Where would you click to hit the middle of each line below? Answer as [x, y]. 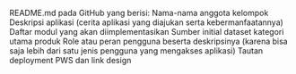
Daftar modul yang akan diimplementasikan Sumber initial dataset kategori [147, 32]
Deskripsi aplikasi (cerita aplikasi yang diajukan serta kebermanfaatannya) [147, 22]
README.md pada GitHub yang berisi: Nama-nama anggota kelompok [139, 13]
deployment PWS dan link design [70, 60]
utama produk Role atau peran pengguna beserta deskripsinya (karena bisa [149, 41]
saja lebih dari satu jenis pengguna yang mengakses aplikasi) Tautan [136, 51]
